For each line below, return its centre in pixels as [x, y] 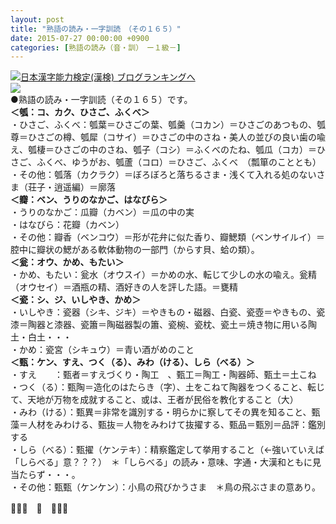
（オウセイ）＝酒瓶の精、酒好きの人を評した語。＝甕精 [124, 287]
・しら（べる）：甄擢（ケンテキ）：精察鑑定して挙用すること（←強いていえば [167, 450]
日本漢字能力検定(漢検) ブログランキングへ [108, 77]
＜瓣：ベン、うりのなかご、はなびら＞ [89, 200]
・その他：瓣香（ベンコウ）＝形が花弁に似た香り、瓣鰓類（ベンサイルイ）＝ [167, 237]
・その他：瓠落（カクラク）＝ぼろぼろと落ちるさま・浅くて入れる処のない [163, 175]
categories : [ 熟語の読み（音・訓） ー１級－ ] [96, 47]
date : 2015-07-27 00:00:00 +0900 [80, 38]
